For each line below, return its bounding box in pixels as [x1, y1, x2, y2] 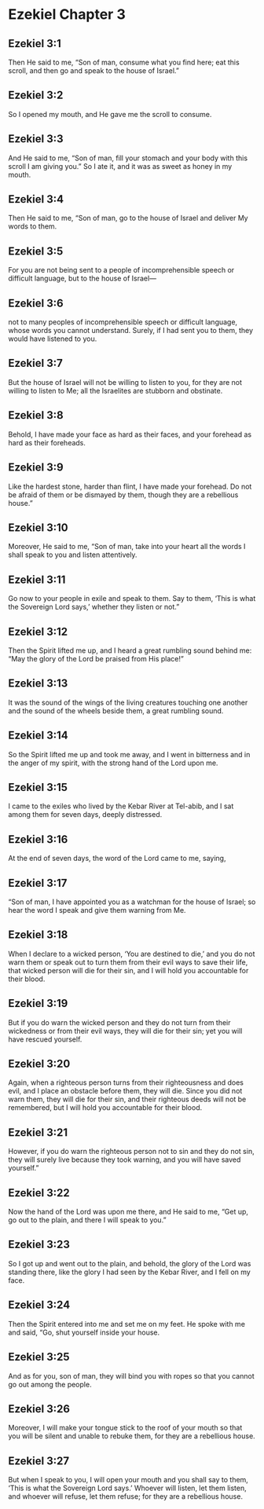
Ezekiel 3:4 [8, 192, 64, 206]
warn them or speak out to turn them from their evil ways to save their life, [8, 957, 248, 967]
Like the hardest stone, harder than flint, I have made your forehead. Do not [8, 482, 252, 491]
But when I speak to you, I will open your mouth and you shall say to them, [8, 1475, 249, 1485]
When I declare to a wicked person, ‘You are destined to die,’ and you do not [8, 949, 255, 958]
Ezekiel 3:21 [8, 1126, 68, 1139]
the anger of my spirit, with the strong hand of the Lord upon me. [8, 758, 218, 767]
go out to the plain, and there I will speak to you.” [8, 1215, 167, 1225]
